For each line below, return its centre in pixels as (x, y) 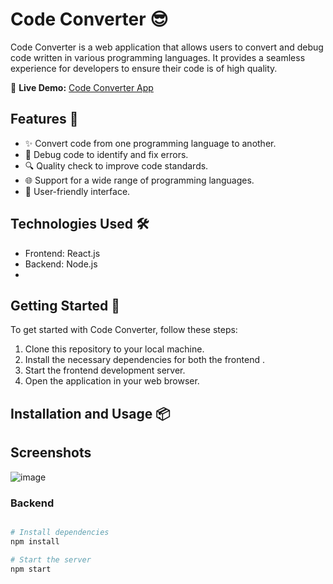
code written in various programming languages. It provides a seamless (158, 57)
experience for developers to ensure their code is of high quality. (144, 68)
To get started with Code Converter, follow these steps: (124, 330)
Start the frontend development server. (105, 370)
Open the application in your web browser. (112, 381)
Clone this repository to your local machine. (114, 349)
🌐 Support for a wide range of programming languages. (139, 180)
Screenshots (51, 453)
